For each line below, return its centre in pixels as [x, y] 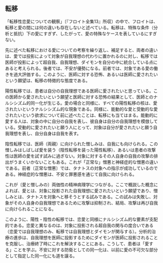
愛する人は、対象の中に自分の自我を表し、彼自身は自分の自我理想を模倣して [81, 121]
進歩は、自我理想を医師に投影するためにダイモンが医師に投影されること [86, 237]
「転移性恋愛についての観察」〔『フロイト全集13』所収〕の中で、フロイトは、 [81, 21]
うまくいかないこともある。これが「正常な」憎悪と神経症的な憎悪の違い [86, 162]
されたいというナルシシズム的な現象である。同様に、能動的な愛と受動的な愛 [81, 109]
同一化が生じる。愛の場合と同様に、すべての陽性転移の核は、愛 [94, 103]
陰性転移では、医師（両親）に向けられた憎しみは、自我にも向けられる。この [81, 144]
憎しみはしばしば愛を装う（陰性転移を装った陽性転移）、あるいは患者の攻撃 [81, 150]
